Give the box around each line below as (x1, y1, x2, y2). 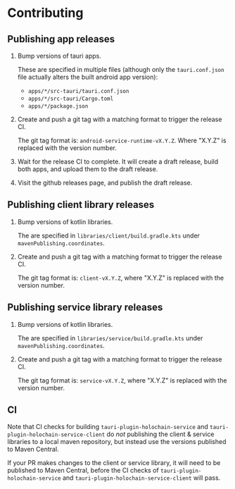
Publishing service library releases (7, 302, 163, 314)
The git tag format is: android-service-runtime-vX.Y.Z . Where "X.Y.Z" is (17, 136, 227, 144)
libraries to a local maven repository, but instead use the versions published (7, 438, 227, 446)
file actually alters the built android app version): (17, 73, 158, 81)
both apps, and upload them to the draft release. (17, 165, 158, 173)
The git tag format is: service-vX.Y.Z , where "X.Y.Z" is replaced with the (17, 376, 227, 385)
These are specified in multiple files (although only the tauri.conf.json (17, 66, 224, 73)
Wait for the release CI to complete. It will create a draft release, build (17, 157, 219, 166)
